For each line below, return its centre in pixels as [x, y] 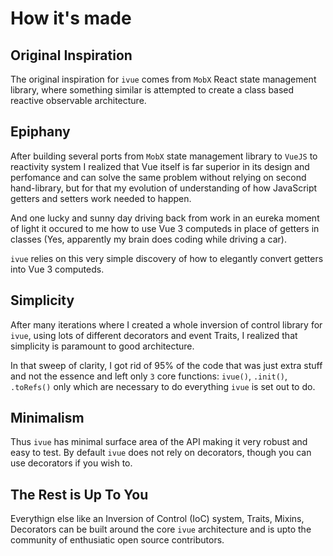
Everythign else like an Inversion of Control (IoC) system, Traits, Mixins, [157, 519]
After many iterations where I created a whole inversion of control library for [166, 324]
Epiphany [40, 132]
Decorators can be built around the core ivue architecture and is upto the [161, 529]
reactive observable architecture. [78, 100]
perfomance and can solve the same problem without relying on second [158, 177]
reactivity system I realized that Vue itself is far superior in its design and [160, 166]
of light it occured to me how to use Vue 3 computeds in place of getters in [165, 228]
